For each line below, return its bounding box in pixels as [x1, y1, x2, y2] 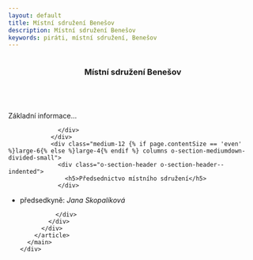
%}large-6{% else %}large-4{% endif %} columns [8, 147, 168, 155]
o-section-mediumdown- [171, 147, 246, 155]
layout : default [8, 11, 62, 20]
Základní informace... [8, 111, 77, 121]
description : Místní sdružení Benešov [8, 26, 136, 34]
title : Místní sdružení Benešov [8, 19, 115, 27]
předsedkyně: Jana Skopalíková [19, 195, 126, 205]
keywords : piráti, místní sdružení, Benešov [8, 33, 157, 42]
